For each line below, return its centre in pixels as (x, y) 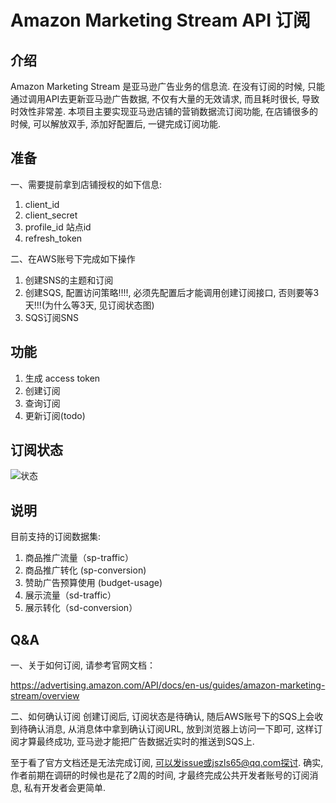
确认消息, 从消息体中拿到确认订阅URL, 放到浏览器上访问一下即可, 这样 (171, 729)
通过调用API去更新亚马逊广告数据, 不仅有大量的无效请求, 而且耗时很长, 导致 (165, 99)
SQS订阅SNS (51, 317)
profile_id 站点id (58, 227)
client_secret (51, 215)
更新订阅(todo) (55, 415)
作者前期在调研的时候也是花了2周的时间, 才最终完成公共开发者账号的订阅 (160, 775)
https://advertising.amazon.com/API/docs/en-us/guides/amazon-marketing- (168, 685)
